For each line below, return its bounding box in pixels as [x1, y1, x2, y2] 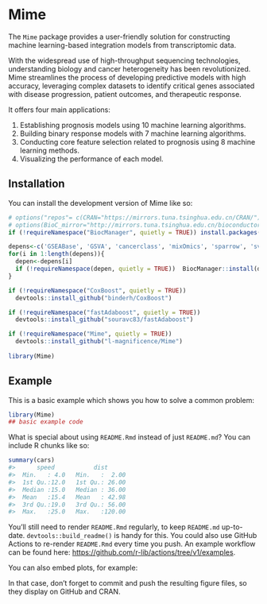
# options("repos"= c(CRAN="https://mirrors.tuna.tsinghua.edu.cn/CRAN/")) [8, 213, 265, 222]
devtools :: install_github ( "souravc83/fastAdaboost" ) [15, 316, 194, 323]
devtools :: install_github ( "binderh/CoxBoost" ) [15, 294, 172, 302]
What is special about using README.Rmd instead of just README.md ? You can [8, 432, 250, 442]
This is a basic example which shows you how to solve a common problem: [8, 395, 254, 405]
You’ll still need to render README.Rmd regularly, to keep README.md [8, 522, 220, 532]
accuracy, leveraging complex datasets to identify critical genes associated [8, 81, 255, 91]
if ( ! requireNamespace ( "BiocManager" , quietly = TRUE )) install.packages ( [8, 228, 261, 236]
